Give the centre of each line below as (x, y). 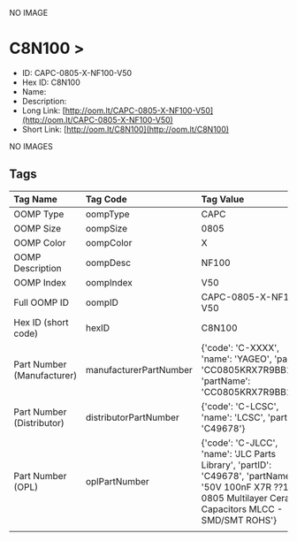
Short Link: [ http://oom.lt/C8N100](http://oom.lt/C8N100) (126, 129)
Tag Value (223, 199)
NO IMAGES (31, 146)
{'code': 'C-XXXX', (240, 347)
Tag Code (106, 199)
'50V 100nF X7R (236, 487)
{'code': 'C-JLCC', (240, 443)
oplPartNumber (118, 481)
